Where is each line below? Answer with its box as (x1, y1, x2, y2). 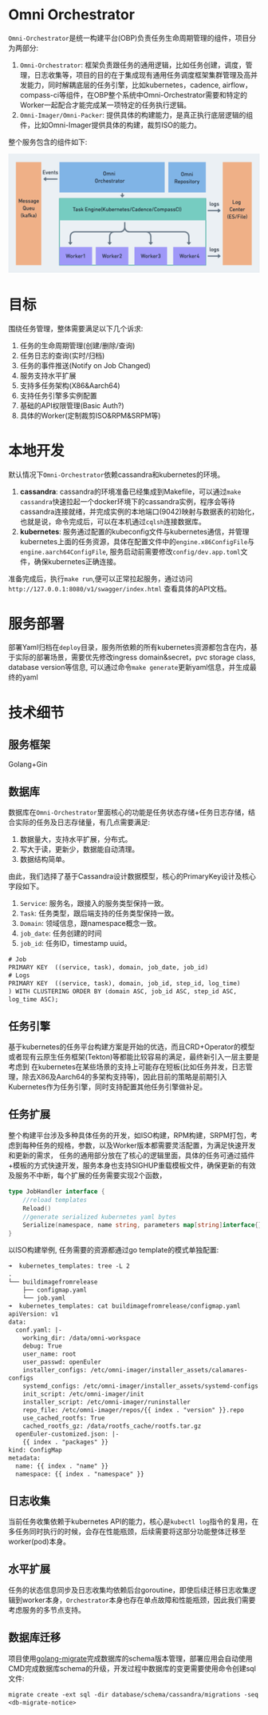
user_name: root (22, 1350, 77, 1358)
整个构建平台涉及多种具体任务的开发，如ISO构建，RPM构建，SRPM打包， (8, 1130, 251, 1140)
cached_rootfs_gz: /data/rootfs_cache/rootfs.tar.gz (22, 1422, 202, 1430)
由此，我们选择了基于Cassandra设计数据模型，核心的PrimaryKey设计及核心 (8, 872, 257, 881)
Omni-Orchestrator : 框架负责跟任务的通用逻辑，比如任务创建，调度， (19, 60, 246, 70)
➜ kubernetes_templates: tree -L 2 (8, 1262, 130, 1270)
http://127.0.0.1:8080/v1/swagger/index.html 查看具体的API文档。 (8, 583, 231, 593)
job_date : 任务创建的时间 (19, 928, 102, 938)
